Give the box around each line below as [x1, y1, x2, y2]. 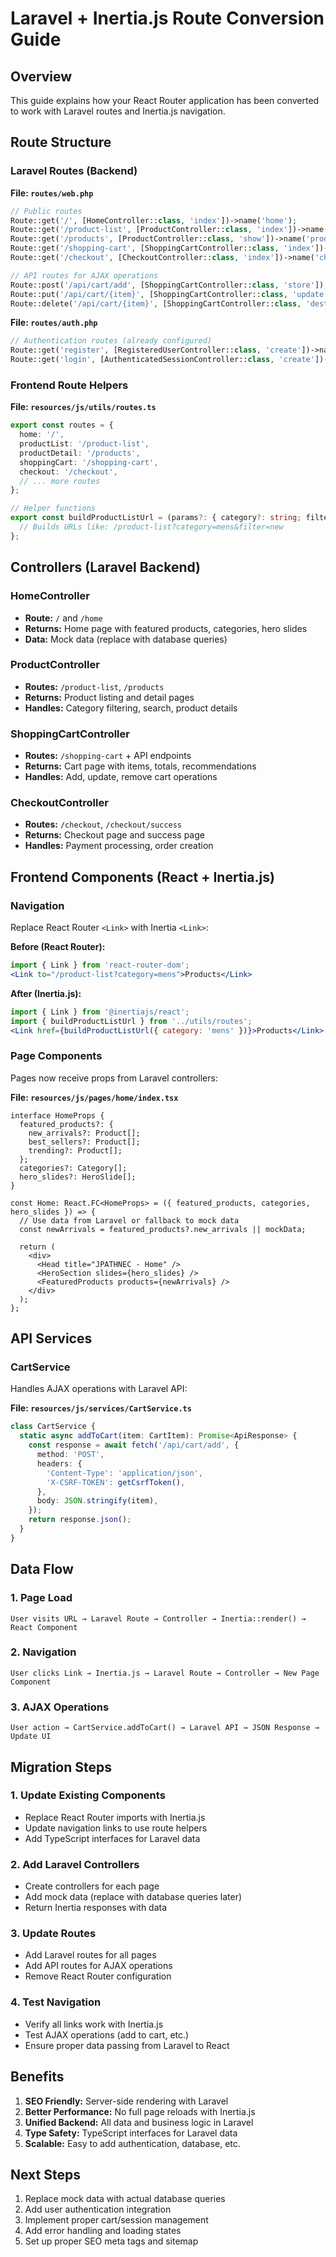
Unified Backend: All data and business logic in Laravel [24, 2116, 254, 2128]
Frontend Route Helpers [10, 378, 129, 392]
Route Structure [10, 134, 112, 151]
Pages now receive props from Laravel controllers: [10, 1072, 218, 1084]
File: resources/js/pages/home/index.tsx [10, 1091, 179, 1103]
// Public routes [10, 206, 83, 216]
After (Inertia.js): [10, 987, 82, 999]
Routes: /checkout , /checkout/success [24, 818, 183, 831]
